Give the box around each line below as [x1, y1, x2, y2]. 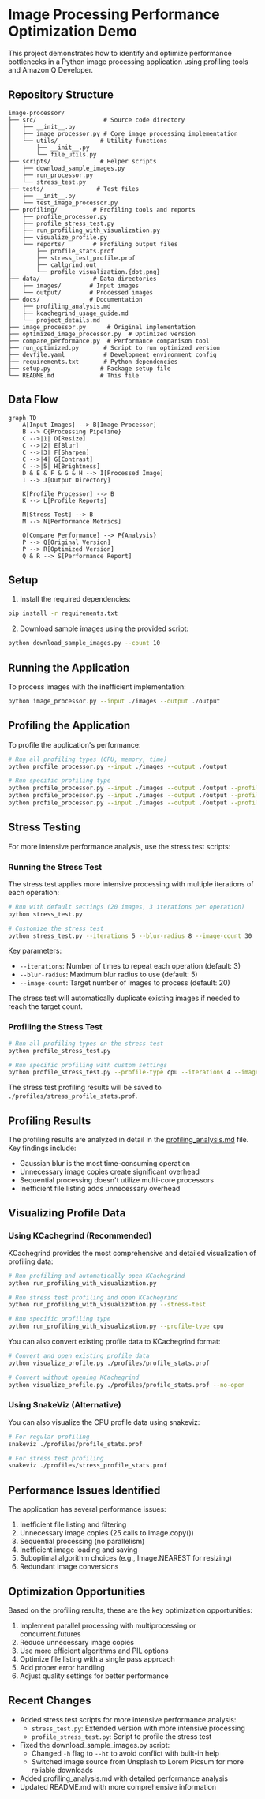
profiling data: [8, 1257, 54, 1266]
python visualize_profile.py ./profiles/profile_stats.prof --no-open [8, 1381, 245, 1389]
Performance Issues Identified [8, 1483, 161, 1497]
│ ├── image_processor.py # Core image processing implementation [8, 129, 238, 137]
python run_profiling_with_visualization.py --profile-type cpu [8, 1322, 224, 1331]
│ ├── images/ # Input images [8, 282, 140, 290]
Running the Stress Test [8, 861, 103, 872]
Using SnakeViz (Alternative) [8, 1400, 121, 1411]
